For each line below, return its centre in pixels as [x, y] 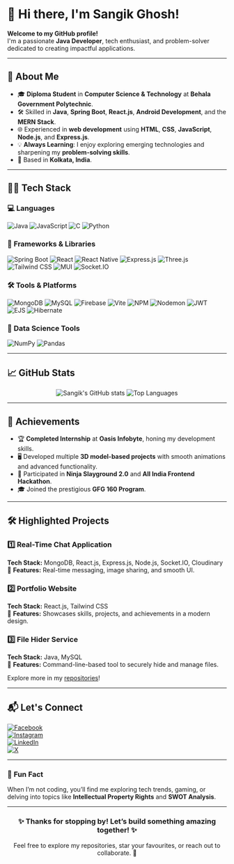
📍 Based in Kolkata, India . [55, 159]
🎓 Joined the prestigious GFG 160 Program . [81, 489]
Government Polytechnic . [55, 104]
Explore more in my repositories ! [54, 678]
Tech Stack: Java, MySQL [45, 657]
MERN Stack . [37, 122]
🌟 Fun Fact [25, 774]
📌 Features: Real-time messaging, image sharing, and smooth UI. [101, 570]
